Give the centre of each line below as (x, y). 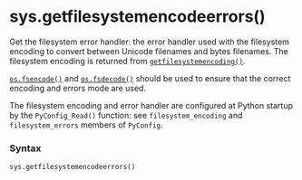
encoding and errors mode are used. (78, 88)
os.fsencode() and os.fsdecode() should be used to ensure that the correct (150, 78)
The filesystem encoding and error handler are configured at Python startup (151, 105)
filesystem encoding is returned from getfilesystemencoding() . (127, 61)
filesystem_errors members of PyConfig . (86, 125)
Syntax (25, 148)
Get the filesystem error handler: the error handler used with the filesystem (150, 42)
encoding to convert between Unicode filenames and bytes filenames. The (149, 51)
